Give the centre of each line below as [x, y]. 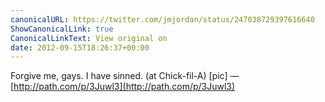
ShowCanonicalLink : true [62, 29]
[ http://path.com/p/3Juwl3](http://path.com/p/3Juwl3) [123, 87]
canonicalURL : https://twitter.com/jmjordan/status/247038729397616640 [162, 19]
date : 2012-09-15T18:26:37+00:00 [80, 47]
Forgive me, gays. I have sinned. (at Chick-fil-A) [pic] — [125, 76]
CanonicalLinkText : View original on [89, 38]
